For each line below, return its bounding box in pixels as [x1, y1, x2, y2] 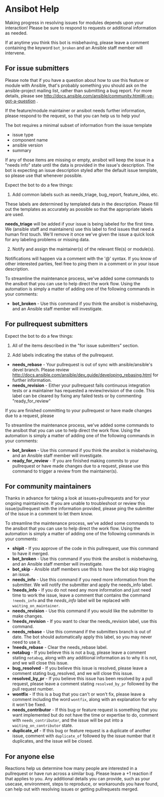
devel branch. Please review [12, 367, 70, 373]
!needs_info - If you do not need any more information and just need [12, 587, 151, 593]
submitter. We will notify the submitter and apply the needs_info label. [12, 582, 153, 588]
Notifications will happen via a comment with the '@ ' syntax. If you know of [5, 255, 157, 261]
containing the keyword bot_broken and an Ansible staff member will [5, 45, 143, 50]
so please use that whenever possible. [5, 173, 83, 178]
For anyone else [5, 752, 55, 761]
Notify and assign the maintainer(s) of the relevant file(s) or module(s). [12, 246, 155, 252]
